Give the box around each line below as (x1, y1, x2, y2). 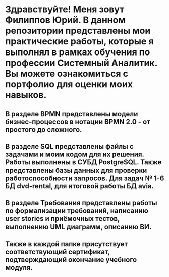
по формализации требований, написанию (5, 207, 149, 215)
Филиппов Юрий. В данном (5, 14, 126, 26)
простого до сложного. (5, 125, 82, 134)
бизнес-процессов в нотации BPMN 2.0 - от (5, 117, 150, 126)
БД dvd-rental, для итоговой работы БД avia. (5, 182, 154, 190)
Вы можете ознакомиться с (5, 68, 129, 79)
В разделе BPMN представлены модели (5, 109, 138, 118)
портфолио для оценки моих (5, 79, 133, 90)
